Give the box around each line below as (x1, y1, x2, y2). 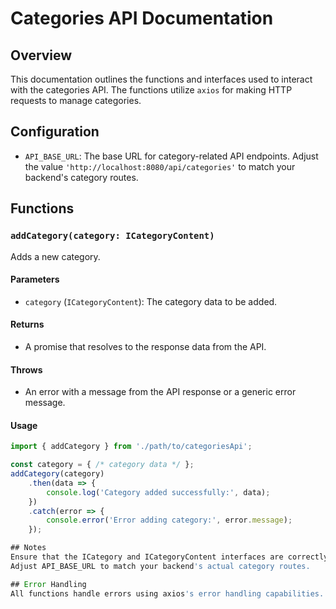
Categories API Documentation (10, 7, 274, 30)
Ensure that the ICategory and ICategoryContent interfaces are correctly (10, 552, 329, 562)
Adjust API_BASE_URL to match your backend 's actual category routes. (10, 561, 311, 571)
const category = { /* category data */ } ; (10, 460, 195, 470)
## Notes (10, 543, 47, 553)
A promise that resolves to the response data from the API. (24, 340, 267, 352)
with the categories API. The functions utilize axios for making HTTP (10, 84, 293, 96)
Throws (10, 363, 43, 376)
